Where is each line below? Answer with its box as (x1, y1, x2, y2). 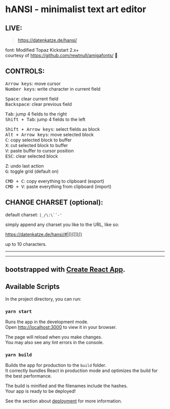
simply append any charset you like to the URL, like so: (5, 221, 119, 228)
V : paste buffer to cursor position (5, 147, 74, 154)
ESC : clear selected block (5, 153, 58, 159)
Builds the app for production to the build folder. (5, 362, 107, 368)
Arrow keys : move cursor (5, 80, 61, 87)
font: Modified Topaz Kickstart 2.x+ (5, 47, 79, 53)
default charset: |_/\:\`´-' (5, 211, 62, 217)
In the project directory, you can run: (5, 295, 81, 302)
